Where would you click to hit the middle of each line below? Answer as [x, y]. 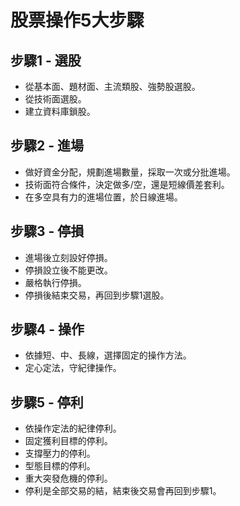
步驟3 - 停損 [47, 231]
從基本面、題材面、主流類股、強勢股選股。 [112, 86]
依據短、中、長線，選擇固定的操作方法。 [108, 355]
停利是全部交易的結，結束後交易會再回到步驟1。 [123, 491]
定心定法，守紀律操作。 [73, 368]
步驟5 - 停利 [47, 402]
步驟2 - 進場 [47, 146]
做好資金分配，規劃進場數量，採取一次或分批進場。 [130, 172]
